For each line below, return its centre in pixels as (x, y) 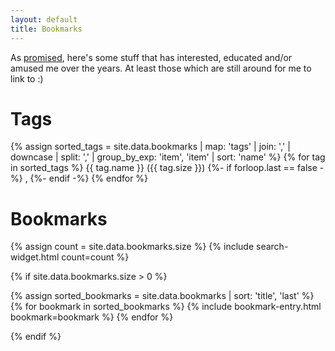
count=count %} (95, 257)
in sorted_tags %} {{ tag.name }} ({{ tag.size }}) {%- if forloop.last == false (164, 168)
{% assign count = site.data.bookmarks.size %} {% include (132, 247)
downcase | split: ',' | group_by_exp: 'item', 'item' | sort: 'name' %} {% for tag (168, 157)
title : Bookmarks (46, 29)
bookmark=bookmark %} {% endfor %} (92, 317)
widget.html (35, 257)
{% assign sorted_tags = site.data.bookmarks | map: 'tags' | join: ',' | (150, 147)
